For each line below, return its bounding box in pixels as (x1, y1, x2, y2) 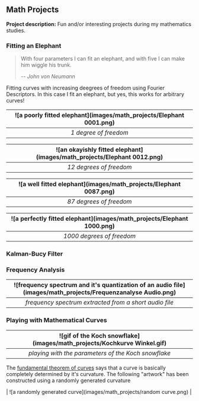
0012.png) (132, 153, 163, 161)
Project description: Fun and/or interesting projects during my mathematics (6, 20, 191, 27)
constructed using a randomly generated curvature (6, 377, 131, 384)
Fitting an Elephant (6, 42, 62, 50)
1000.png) (84, 222, 115, 230)
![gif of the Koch (59, 332, 107, 340)
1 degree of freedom (70, 129, 129, 137)
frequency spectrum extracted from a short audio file (25, 298, 174, 307)
